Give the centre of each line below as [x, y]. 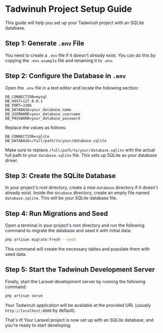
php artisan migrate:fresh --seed [41, 240]
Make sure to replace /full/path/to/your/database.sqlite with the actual [80, 150]
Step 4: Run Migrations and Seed [57, 213]
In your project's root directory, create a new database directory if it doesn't [81, 187]
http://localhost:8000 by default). [41, 310]
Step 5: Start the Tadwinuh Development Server [80, 270]
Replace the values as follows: [36, 127]
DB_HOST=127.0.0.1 [24, 101]
